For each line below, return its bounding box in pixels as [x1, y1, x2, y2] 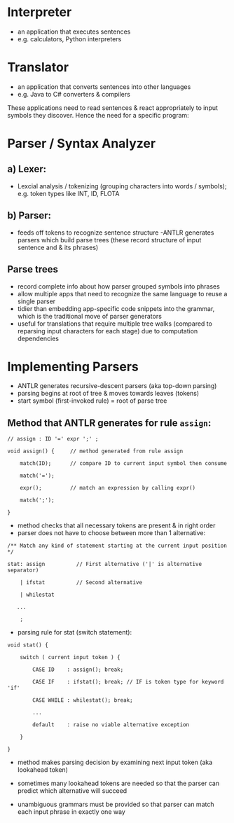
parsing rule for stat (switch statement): [17, 628, 132, 637]
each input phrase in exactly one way [17, 808, 126, 816]
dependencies [17, 334, 60, 343]
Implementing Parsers [7, 359, 139, 375]
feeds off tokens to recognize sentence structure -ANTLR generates [17, 228, 214, 237]
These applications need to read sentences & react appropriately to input [7, 103, 219, 112]
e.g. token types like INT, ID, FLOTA [17, 189, 120, 198]
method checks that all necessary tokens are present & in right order [17, 521, 216, 530]
